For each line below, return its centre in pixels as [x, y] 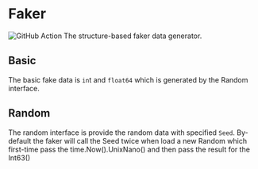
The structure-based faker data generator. [133, 36]
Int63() [19, 157]
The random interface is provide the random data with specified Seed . [122, 133]
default [20, 140]
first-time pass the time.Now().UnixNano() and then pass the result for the [129, 149]
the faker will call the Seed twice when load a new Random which [140, 140]
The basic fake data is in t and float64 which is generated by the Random [128, 79]
